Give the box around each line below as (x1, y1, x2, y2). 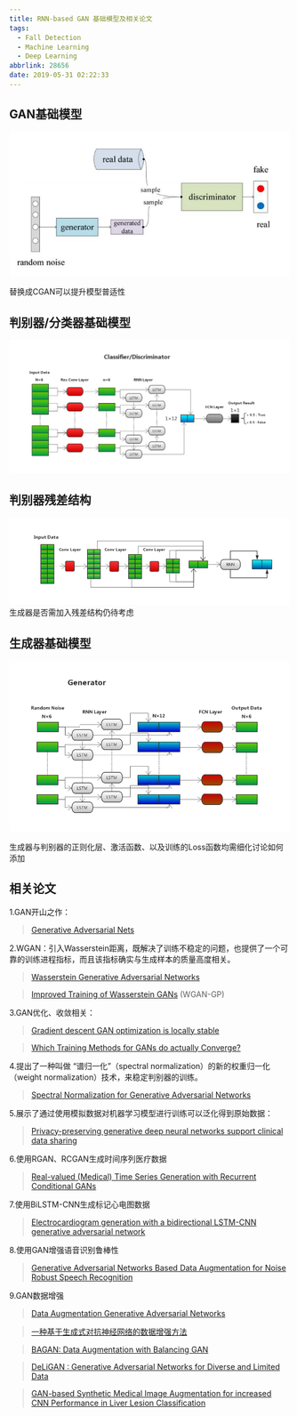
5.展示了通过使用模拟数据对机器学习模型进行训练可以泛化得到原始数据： (9, 1107, 273, 1118)
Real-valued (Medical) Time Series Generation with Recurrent (30, 1171, 257, 1182)
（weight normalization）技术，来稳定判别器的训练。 (9, 1072, 203, 1082)
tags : (9, 23, 29, 33)
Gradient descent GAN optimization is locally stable (30, 1025, 220, 1035)
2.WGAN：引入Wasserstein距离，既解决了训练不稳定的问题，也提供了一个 (9, 943, 281, 953)
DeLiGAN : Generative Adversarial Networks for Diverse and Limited (30, 1361, 280, 1372)
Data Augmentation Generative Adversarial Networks (30, 1307, 226, 1318)
